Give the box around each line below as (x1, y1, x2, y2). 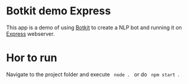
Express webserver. (6, 30, 55, 37)
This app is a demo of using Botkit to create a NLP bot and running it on (6, 24, 182, 31)
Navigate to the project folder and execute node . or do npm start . (6, 70, 180, 78)
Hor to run (6, 51, 58, 65)
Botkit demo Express (6, 4, 112, 18)
